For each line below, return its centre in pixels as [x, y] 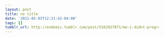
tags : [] [14, 23]
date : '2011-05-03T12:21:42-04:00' [41, 18]
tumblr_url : [17, 27]
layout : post [18, 9]
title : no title [21, 14]
